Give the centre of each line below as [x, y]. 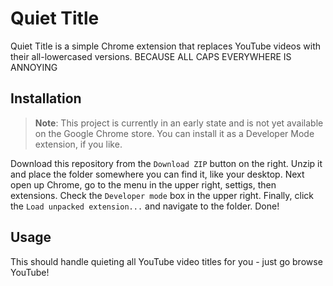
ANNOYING [34, 67]
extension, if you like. [78, 144]
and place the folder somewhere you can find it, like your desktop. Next [157, 174]
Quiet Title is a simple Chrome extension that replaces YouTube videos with [166, 46]
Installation [46, 98]
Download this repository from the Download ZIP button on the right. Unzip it [166, 163]
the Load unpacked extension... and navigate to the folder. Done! [145, 206]
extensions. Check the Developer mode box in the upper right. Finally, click [162, 195]
